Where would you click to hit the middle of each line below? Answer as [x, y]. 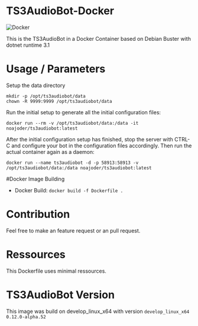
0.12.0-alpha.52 [26, 317]
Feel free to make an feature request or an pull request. [73, 230]
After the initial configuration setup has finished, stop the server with [90, 139]
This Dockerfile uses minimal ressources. [56, 271]
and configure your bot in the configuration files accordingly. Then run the [102, 146]
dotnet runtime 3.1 [28, 45]
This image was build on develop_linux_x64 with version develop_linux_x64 [98, 311]
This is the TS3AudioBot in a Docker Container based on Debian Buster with [98, 38]
